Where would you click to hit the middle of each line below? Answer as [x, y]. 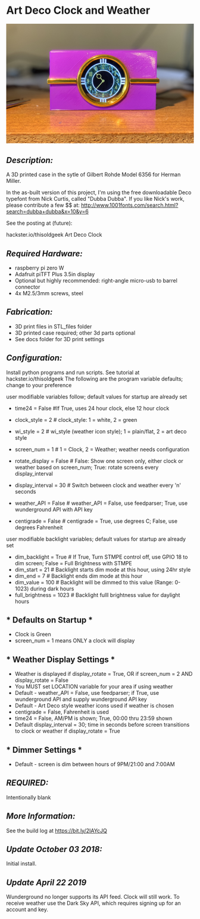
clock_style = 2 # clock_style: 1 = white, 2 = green [76, 419]
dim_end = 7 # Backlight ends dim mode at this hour [79, 576]
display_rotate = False [41, 680]
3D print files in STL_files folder [53, 326]
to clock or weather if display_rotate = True [67, 731]
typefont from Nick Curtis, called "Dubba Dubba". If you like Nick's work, [95, 199]
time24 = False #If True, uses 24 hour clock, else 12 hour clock [92, 408]
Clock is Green [33, 635]
